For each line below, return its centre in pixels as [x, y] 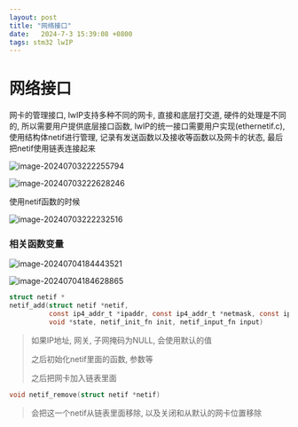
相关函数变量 [37, 244]
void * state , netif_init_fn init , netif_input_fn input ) [156, 322]
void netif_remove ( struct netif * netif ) [85, 395]
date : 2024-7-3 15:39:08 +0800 [71, 34]
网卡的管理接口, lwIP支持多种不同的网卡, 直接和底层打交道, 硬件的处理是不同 [148, 115]
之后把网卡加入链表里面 [74, 377]
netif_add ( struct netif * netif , [69, 306]
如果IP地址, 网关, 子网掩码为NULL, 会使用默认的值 [122, 340]
